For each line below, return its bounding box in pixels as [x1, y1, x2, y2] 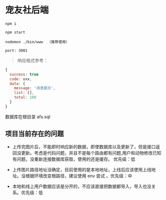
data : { [9, 81, 26, 86]
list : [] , [14, 90, 35, 96]
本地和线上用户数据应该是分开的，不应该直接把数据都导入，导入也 [12, 183, 147, 189]
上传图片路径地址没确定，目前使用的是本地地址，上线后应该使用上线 [12, 166, 152, 172]
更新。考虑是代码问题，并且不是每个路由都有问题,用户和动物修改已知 [21, 150, 162, 156]
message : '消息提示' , [14, 86, 56, 91]
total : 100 [14, 95, 37, 100]
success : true [9, 72, 39, 77]
